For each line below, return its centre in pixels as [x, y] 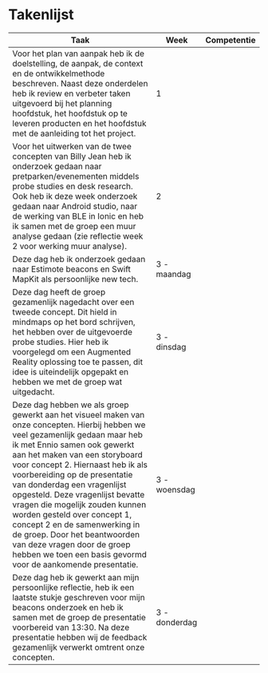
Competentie [231, 40]
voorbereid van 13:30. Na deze [71, 627]
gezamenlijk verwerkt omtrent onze [79, 647]
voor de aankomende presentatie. [75, 564]
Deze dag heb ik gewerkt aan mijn [76, 577]
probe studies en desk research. [73, 186]
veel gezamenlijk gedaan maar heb [78, 434]
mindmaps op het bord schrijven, [74, 322]
